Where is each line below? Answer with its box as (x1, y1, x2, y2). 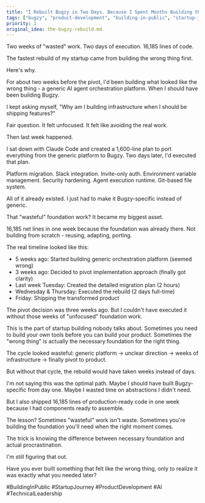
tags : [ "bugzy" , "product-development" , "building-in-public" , (6, 15, 171, 21)
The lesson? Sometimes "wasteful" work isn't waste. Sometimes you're (6, 417, 186, 424)
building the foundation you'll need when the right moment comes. (6, 423, 174, 430)
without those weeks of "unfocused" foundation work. (6, 313, 143, 320)
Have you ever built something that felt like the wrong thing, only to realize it (6, 465, 198, 472)
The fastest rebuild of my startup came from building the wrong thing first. (6, 54, 193, 62)
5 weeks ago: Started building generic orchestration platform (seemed (15, 255, 192, 263)
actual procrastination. (6, 441, 63, 449)
